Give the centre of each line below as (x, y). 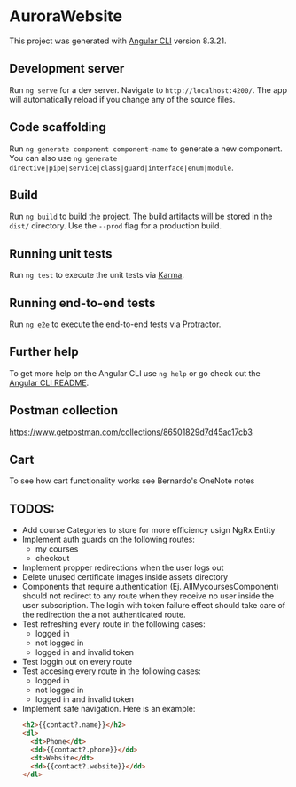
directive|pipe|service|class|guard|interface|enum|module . (121, 167)
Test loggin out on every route (77, 662)
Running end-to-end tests (82, 303)
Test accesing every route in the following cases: (111, 671)
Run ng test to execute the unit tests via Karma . (97, 275)
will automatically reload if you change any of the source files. (122, 99)
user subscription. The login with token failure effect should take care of (154, 606)
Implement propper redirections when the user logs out (123, 567)
